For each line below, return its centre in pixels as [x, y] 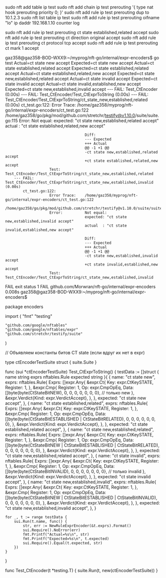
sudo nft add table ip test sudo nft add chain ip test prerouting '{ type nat [79, 7]
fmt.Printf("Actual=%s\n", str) [56, 535]
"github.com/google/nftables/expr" [42, 330]
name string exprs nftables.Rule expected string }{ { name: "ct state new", [80, 377]
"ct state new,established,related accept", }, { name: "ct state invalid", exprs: [83, 456]
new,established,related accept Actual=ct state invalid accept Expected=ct [81, 79]
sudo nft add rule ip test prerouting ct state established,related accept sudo [82, 32]
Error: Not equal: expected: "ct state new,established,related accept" [89, 121]
